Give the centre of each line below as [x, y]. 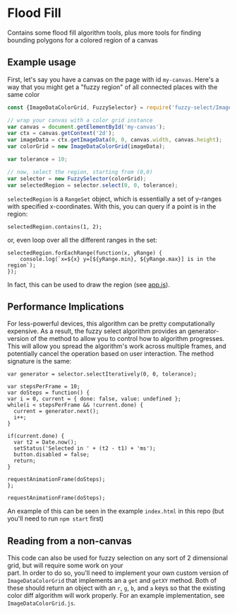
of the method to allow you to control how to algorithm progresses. [127, 339]
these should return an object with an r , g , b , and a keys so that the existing [116, 588]
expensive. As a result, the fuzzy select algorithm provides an [97, 331]
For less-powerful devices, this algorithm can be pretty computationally [111, 324]
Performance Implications [66, 307]
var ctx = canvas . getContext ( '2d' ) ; [61, 133]
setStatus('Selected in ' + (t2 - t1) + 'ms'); [85, 448]
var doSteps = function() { [49, 393]
